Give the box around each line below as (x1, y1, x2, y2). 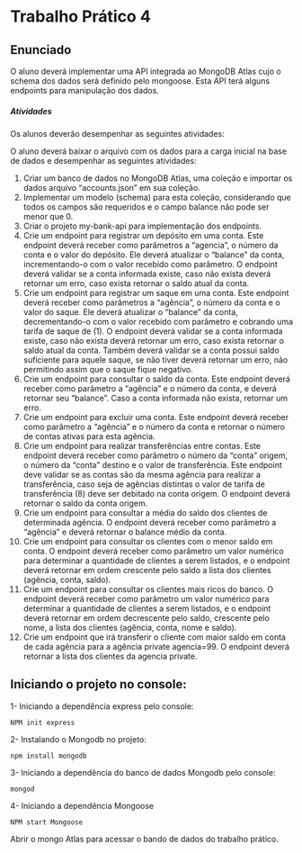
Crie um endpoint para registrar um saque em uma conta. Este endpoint (22, 287, 289, 298)
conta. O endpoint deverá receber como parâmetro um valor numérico (22, 545, 284, 556)
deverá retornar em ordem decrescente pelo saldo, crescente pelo (22, 612, 271, 623)
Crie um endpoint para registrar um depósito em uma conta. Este (22, 229, 264, 240)
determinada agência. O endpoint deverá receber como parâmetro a (22, 516, 277, 527)
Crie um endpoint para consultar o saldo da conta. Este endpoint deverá (22, 373, 291, 384)
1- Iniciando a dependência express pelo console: (10, 700, 194, 712)
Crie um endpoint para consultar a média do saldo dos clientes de (22, 507, 268, 518)
